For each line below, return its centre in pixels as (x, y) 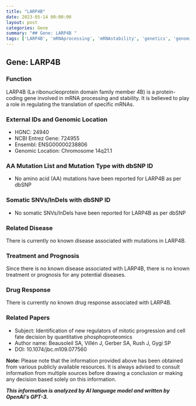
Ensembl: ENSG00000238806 (51, 144)
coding (15, 98)
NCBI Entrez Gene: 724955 (47, 138)
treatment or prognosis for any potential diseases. (66, 275)
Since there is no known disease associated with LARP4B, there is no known (98, 269)
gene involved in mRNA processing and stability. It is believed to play (107, 98)
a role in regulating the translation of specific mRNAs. (70, 104)
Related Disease (29, 228)
